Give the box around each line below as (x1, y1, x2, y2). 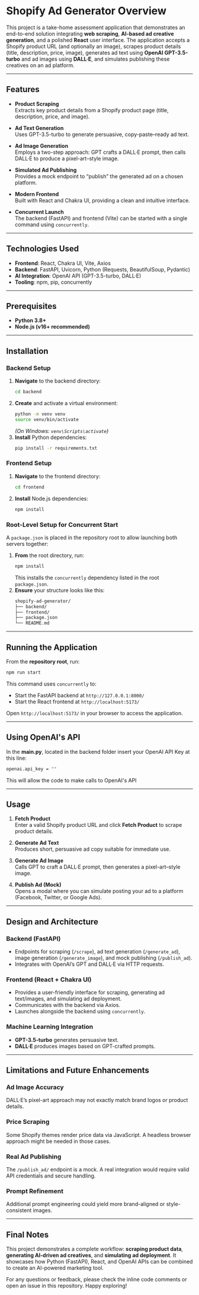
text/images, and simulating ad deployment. (14, 995, 122, 1002)
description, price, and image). (14, 113, 90, 120)
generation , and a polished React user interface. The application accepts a (6, 36, 190, 43)
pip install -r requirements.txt (14, 445, 98, 451)
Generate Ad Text (14, 839, 59, 847)
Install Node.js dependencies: (14, 495, 89, 502)
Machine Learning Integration (6, 1023, 94, 1031)
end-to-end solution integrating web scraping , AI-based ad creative (6, 30, 174, 37)
